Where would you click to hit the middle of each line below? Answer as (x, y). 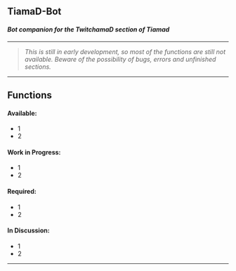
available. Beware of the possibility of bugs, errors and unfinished (120, 59)
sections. (38, 67)
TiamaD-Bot (34, 12)
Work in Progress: (34, 152)
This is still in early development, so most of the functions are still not (125, 51)
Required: (22, 191)
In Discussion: (29, 230)
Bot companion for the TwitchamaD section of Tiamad (88, 29)
